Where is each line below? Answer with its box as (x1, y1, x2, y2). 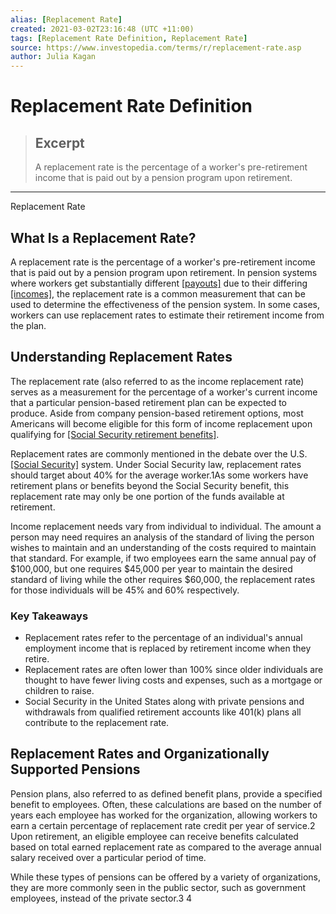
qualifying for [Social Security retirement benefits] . (10, 428, 220, 440)
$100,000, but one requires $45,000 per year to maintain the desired (10, 562, 293, 575)
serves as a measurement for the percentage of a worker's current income (10, 386, 318, 398)
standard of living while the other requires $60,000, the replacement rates (10, 573, 316, 585)
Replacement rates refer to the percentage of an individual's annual (24, 632, 303, 644)
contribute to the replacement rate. (24, 717, 170, 729)
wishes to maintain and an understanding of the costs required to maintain (10, 541, 317, 553)
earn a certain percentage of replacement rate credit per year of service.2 (10, 819, 316, 831)
